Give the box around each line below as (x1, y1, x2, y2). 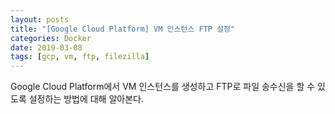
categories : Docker (10, 33, 92, 43)
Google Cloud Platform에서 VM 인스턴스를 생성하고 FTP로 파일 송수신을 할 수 (10, 81, 316, 93)
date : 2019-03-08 (10, 42, 83, 53)
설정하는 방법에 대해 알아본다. (28, 93, 144, 105)
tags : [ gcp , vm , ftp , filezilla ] (10, 52, 150, 62)
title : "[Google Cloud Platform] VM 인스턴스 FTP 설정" (10, 24, 236, 34)
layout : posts (10, 14, 70, 25)
